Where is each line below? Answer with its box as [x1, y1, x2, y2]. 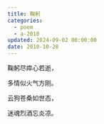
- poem [14, 23, 33, 30]
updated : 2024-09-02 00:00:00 [7, 37, 98, 44]
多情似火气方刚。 [7, 79, 58, 87]
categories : [7, 17, 43, 24]
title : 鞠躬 [7, 10, 41, 18]
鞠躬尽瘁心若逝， [7, 64, 58, 72]
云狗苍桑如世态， [7, 94, 58, 102]
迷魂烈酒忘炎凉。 [7, 109, 58, 117]
